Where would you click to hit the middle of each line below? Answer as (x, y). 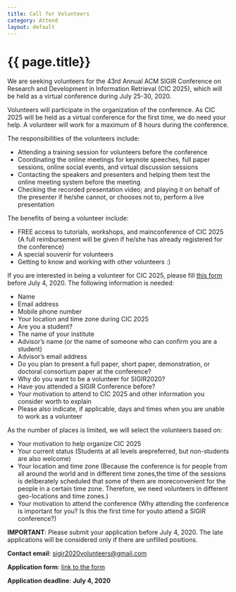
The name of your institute (56, 334)
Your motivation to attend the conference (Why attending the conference (123, 504)
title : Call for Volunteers (49, 14)
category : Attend (33, 20)
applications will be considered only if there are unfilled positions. (103, 540)
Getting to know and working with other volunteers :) (94, 262)
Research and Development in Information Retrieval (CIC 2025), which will (115, 89)
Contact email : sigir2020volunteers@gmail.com (77, 553)
